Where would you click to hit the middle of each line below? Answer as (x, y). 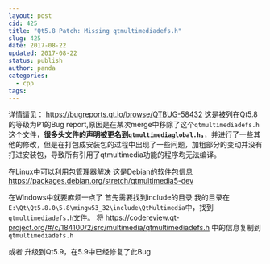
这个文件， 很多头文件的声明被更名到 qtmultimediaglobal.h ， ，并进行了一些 (131, 134)
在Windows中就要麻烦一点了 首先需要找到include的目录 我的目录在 (119, 197)
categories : (28, 76)
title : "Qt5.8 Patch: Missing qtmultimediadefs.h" (95, 31)
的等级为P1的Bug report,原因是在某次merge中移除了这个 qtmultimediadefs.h (134, 125)
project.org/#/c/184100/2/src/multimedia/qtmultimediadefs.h (109, 228)
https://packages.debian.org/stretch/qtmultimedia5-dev (101, 181)
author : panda (32, 68)
